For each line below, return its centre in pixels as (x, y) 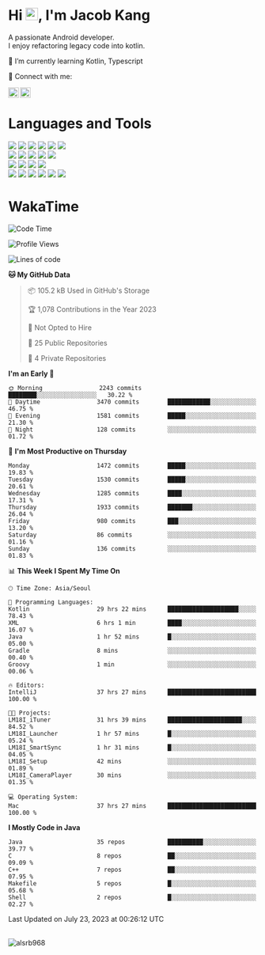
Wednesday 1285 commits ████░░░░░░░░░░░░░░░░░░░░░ (132, 493)
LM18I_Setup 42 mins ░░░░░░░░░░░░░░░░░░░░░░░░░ (132, 761)
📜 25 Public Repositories (68, 343)
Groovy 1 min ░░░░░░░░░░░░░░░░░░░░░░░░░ (132, 664)
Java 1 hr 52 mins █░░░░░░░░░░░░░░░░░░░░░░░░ (132, 637)
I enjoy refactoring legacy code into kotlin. (77, 45)
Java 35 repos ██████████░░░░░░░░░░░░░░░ (132, 842)
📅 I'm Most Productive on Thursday (68, 451)
